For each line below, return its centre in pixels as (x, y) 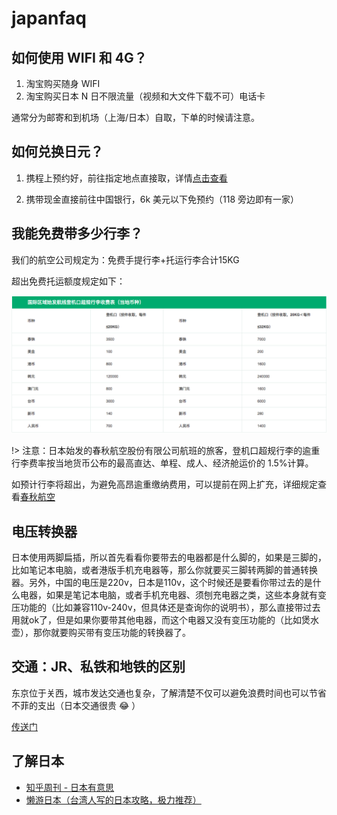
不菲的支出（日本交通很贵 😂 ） (76, 705)
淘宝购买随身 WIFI (63, 83)
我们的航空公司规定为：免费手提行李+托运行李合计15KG (125, 259)
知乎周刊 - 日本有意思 (70, 787)
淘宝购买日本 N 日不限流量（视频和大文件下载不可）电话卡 (145, 96)
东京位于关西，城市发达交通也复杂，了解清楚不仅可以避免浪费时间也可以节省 (169, 693)
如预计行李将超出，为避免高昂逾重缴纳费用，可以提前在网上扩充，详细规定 (164, 484)
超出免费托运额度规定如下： (68, 281)
